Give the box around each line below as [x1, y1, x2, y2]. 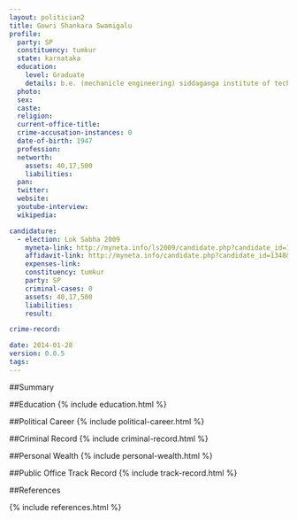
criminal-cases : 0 [25, 284, 93, 293]
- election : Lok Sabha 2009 [17, 235, 121, 244]
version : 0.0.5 [9, 349, 65, 359]
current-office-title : [17, 120, 101, 129]
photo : [17, 87, 42, 96]
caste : [17, 104, 42, 113]
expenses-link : [25, 260, 81, 268]
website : [17, 194, 49, 204]
